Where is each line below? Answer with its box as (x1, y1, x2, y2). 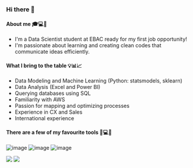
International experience (14, 115, 75, 122)
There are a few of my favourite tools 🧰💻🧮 (6, 129, 112, 136)
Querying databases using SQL (14, 90, 91, 97)
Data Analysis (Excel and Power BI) (14, 84, 101, 91)
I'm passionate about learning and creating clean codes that (14, 42, 162, 49)
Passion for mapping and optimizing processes (14, 103, 130, 110)
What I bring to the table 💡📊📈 (6, 62, 82, 69)
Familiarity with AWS (14, 96, 65, 103)
